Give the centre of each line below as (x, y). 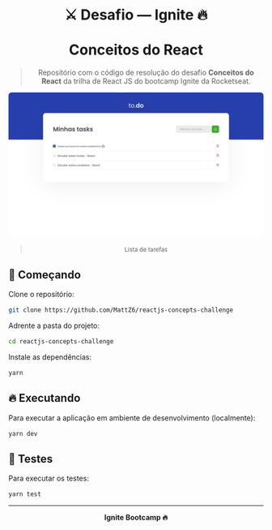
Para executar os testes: (49, 478)
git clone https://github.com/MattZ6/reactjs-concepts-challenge (121, 310)
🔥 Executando (45, 398)
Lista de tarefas (146, 250)
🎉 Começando (45, 275)
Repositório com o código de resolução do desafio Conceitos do (146, 72)
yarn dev (23, 433)
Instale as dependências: (50, 357)
